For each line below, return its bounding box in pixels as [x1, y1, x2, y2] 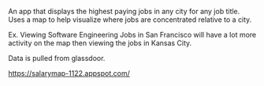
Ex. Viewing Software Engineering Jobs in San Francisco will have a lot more [8, 30, 257, 39]
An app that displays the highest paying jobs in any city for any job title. [8, 7, 240, 16]
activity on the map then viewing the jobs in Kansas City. [8, 38, 192, 48]
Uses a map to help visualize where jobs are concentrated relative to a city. [8, 15, 252, 24]
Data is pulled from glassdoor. [8, 54, 106, 63]
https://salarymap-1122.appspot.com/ [8, 69, 130, 77]
